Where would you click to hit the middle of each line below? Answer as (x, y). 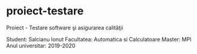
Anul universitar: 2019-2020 (41, 46)
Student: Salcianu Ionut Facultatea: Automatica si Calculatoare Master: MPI (99, 39)
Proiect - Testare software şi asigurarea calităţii (65, 28)
